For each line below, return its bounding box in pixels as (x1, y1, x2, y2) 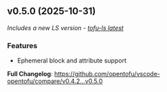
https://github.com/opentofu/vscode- (54, 70, 160, 78)
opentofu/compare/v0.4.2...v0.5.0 (7, 77, 103, 85)
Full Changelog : (7, 70, 53, 78)
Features (7, 41, 38, 50)
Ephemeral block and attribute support (16, 56, 127, 65)
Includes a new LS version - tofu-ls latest (7, 23, 124, 32)
